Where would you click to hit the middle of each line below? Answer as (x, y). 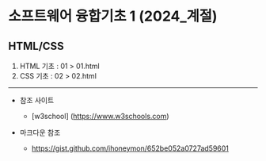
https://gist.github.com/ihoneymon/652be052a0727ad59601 (130, 148)
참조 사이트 (37, 100)
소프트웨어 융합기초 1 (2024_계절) (113, 16)
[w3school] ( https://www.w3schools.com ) (100, 116)
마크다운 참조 (40, 132)
